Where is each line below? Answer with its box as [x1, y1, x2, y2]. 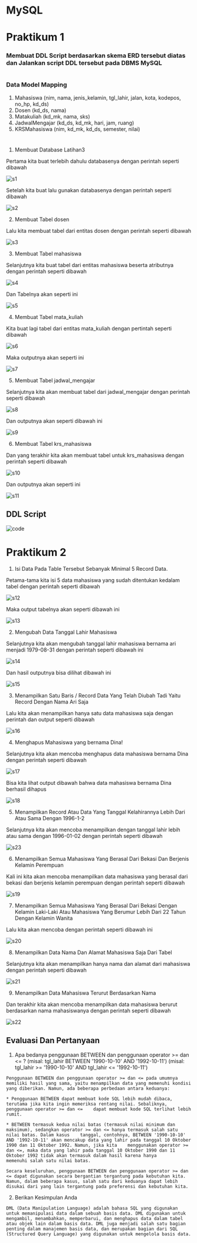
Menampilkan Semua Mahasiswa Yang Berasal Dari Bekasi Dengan [14, 902, 178, 909]
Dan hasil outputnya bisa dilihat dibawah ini [6, 669, 111, 676]
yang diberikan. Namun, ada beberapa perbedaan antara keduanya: [6, 1086, 170, 1091]
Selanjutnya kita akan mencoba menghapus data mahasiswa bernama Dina [6, 750, 189, 757]
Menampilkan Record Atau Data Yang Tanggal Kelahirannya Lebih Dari [14, 808, 186, 815]
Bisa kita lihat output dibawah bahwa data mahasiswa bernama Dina [6, 779, 172, 786]
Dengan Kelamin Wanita [14, 915, 73, 922]
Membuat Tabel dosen [14, 216, 70, 223]
